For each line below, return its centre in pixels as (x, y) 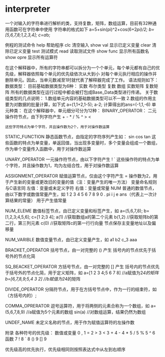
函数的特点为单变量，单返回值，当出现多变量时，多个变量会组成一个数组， (84, 143)
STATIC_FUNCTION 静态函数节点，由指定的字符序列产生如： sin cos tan (78, 136)
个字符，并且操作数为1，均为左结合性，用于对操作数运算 (62, 165)
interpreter (28, 9)
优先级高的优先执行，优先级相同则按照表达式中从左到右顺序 (65, 349)
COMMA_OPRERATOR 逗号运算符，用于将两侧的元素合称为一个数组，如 (77, 306)
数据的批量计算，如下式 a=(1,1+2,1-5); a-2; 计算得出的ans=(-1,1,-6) (84, 104)
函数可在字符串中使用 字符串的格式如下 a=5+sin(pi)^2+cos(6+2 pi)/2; (78, 29)
